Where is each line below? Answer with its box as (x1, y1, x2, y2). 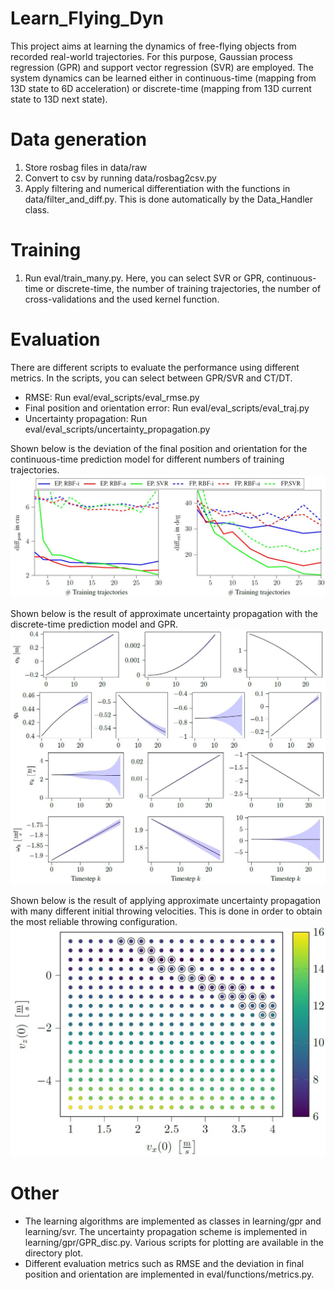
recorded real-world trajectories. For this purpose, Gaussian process (10, 50, 293, 62)
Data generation (10, 128, 147, 151)
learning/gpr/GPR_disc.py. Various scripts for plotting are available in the (24, 1236, 324, 1248)
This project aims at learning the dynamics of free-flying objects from (10, 40, 297, 52)
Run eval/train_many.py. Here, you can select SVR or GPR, (24, 272, 265, 284)
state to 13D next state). (10, 93, 108, 105)
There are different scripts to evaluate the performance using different (10, 361, 300, 373)
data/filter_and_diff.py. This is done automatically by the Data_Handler (24, 193, 313, 205)
